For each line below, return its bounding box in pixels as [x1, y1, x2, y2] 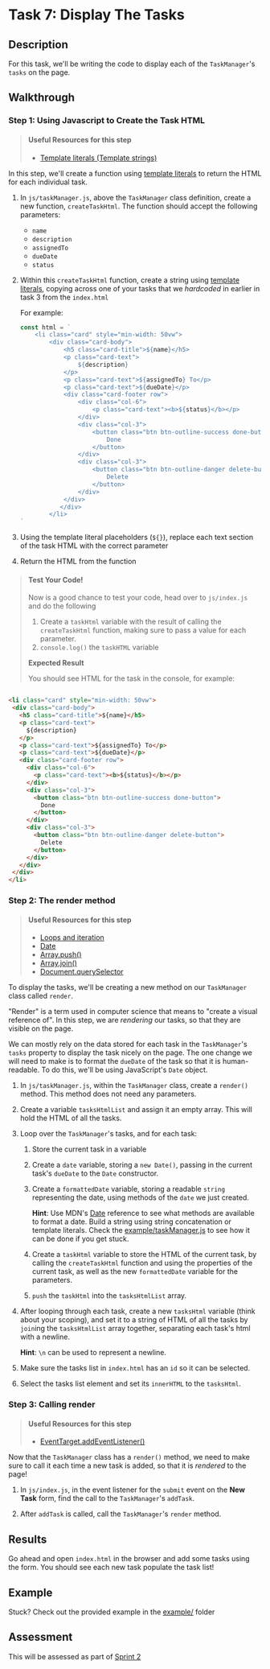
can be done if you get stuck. [31, 1234, 129, 1244]
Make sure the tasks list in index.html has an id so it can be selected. [19, 1363, 251, 1373]
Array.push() [39, 950, 82, 959]
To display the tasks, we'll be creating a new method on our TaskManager [8, 983, 247, 992]
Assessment [8, 1630, 73, 1644]
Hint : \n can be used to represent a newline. [19, 1348, 167, 1358]
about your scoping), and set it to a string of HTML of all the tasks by [19, 1315, 248, 1325]
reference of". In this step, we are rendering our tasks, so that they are [8, 1016, 241, 1025]
